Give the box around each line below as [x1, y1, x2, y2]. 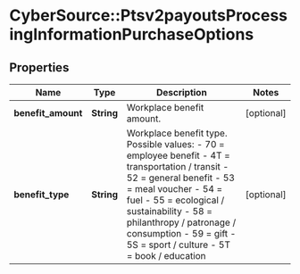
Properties [9, 60, 70, 75]
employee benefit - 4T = [126, 149, 230, 162]
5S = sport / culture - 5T [126, 238, 230, 251]
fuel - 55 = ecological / [126, 194, 225, 206]
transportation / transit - [126, 161, 229, 172]
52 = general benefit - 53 [126, 171, 235, 184]
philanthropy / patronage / [126, 216, 237, 228]
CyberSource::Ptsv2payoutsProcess [9, 5, 288, 26]
